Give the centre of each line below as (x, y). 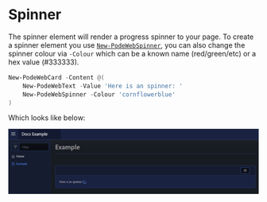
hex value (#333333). (44, 62)
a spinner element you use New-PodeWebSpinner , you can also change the (127, 45)
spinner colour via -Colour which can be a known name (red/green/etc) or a (132, 53)
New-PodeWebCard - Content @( (56, 77)
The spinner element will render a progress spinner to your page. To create (131, 37)
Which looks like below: (47, 118)
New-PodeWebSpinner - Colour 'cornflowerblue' (99, 94)
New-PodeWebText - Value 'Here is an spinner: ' (103, 86)
